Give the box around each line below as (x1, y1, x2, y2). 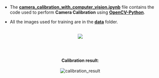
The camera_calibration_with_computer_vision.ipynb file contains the (9, 4, 154, 10)
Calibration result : (61, 57, 99, 63)
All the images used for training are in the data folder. (9, 19, 118, 25)
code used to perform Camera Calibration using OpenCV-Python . (9, 9, 145, 15)
